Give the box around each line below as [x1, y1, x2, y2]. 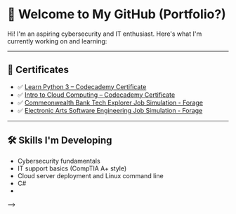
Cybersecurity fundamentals [17, 156, 100, 165]
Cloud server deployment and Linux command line [17, 171, 164, 180]
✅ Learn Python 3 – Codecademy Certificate [17, 82, 147, 91]
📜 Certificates [7, 64, 69, 76]
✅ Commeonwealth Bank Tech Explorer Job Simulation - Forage [17, 98, 204, 107]
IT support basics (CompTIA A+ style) [17, 164, 127, 173]
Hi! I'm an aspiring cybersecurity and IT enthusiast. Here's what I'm [7, 29, 202, 38]
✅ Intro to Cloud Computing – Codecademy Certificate [17, 91, 176, 99]
